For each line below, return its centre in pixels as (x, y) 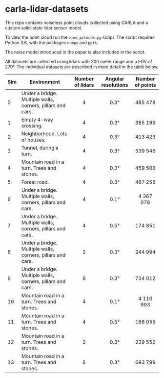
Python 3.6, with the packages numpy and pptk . (52, 42)
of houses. (33, 140)
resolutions (115, 85)
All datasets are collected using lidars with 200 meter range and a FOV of (79, 61)
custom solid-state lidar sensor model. (44, 27)
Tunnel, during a (40, 148)
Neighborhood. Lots (44, 133)
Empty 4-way (37, 120)
